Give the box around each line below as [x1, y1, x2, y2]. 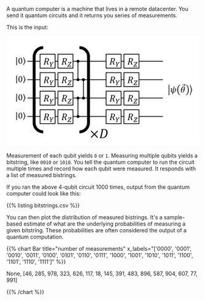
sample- [163, 213, 185, 221]
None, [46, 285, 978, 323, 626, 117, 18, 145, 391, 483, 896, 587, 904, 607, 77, [6, 270, 198, 277]
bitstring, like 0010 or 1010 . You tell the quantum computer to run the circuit [6, 158, 195, 166]
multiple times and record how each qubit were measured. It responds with [6, 165, 196, 172]
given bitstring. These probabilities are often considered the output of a [6, 226, 187, 234]
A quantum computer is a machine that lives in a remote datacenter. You [6, 6, 188, 12]
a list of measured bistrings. [6, 171, 77, 178]
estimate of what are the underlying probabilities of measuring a [23, 220, 186, 227]
